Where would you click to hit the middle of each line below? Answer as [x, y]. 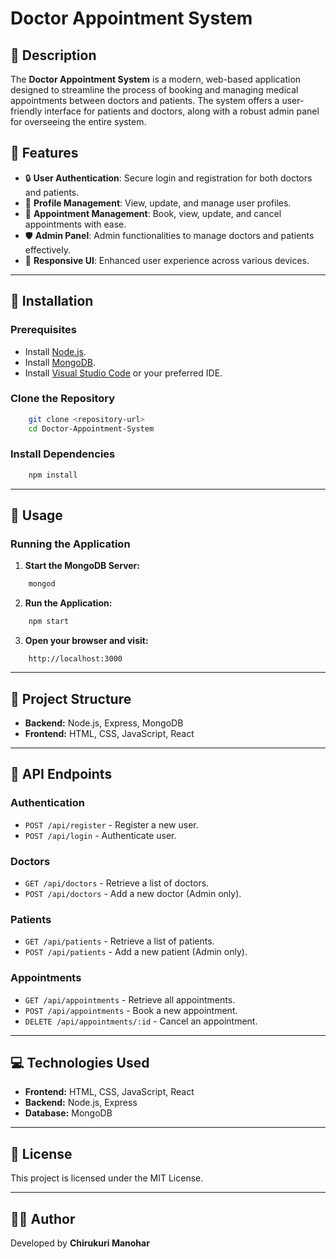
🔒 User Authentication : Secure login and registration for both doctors [168, 178]
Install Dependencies [63, 454]
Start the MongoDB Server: [82, 566]
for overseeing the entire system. [78, 121]
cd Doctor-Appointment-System [91, 428]
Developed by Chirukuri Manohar [80, 1243]
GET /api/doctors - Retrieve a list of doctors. [117, 883]
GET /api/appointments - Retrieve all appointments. [130, 999]
